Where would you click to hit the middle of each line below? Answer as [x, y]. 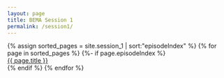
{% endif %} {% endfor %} [46, 68]
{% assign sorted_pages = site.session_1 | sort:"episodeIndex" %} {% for [112, 46]
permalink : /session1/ [40, 26]
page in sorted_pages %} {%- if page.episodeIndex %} [87, 53]
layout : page [26, 13]
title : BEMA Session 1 [40, 20]
